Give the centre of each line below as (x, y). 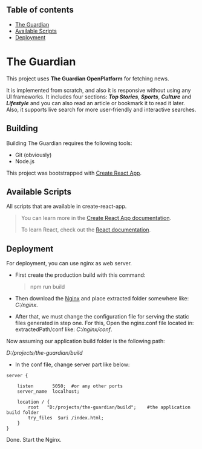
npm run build (47, 287)
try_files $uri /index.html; (66, 418)
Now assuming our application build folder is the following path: (86, 341)
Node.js (25, 161)
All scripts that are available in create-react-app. (67, 206)
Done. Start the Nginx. (34, 440)
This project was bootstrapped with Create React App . (74, 173)
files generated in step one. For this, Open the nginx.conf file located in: (104, 323)
